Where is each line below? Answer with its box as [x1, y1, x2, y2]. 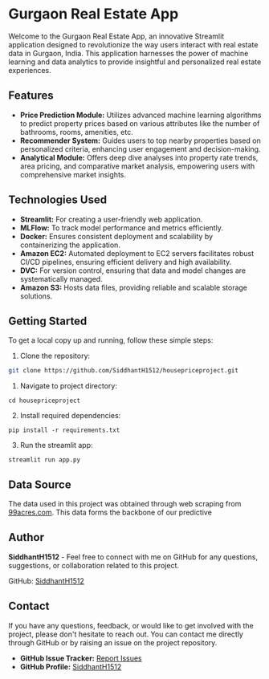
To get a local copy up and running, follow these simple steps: [8, 335, 214, 345]
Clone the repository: [19, 351, 91, 361]
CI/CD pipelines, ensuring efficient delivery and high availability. [19, 257, 232, 266]
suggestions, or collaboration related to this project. [8, 560, 179, 570]
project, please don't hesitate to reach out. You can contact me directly [8, 629, 243, 639]
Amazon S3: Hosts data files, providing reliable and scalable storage [19, 283, 247, 292]
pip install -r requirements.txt [8, 426, 120, 434]
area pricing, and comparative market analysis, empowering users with [19, 161, 255, 171]
